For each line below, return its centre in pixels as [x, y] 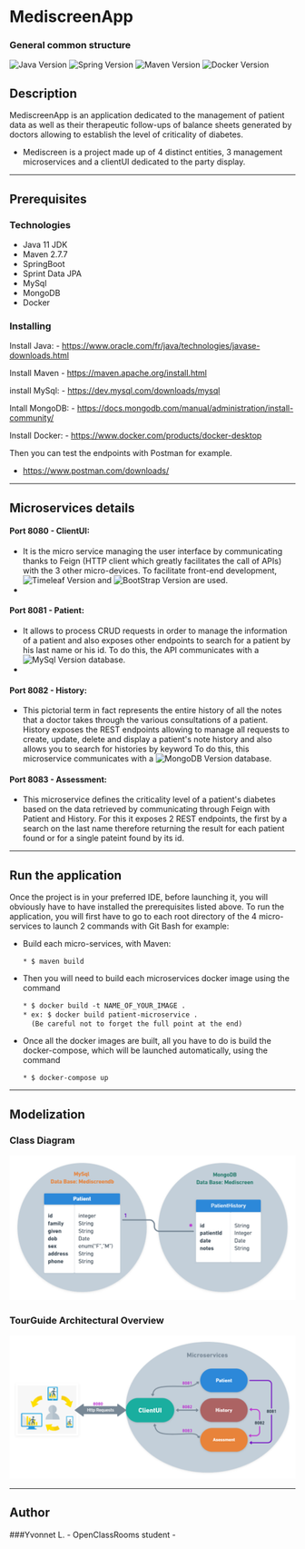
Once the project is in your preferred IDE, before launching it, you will [139, 898]
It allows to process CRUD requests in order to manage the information [155, 631]
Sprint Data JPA [52, 273]
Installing [30, 326]
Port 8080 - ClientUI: [50, 531]
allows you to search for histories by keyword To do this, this [136, 749]
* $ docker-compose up [65, 1078]
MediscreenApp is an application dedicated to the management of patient [147, 115]
